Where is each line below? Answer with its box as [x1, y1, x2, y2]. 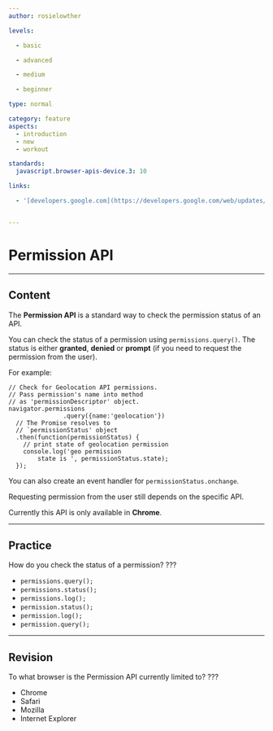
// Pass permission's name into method [8, 390, 144, 399]
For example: [8, 367, 53, 377]
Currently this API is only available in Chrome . [8, 507, 162, 517]
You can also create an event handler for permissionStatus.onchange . [8, 475, 240, 485]
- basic [15, 42, 42, 50]
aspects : [8, 122, 38, 130]
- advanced [15, 56, 53, 64]
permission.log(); [19, 612, 83, 620]
